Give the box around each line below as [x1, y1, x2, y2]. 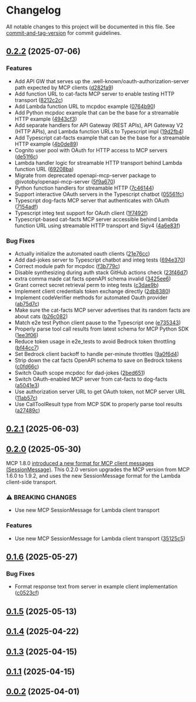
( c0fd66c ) [14, 363, 39, 370]
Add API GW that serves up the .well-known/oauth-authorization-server [14, 77, 190, 84]
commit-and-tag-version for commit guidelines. [6, 29, 122, 36]
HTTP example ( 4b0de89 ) [14, 140, 78, 148]
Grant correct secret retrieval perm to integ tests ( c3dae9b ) [14, 281, 159, 288]
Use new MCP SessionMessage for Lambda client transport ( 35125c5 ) [14, 535, 185, 542]
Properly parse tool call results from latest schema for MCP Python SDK [14, 325, 190, 332]
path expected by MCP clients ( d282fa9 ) [14, 84, 114, 91]
